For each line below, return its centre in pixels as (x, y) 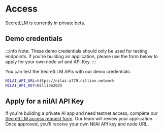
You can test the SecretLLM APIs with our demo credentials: (68, 71)
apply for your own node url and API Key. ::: (51, 62)
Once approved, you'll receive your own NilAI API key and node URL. (77, 124)
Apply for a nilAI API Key (45, 101)
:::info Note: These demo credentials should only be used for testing (76, 51)
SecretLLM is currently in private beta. (45, 23)
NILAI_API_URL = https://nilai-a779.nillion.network (60, 81)
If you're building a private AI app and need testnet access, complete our (81, 113)
